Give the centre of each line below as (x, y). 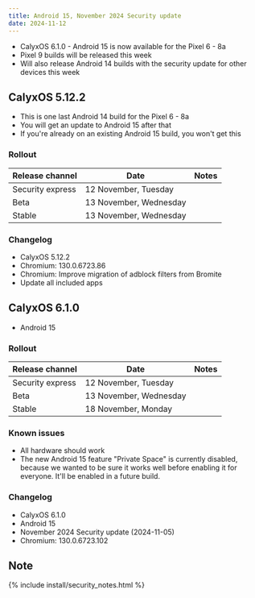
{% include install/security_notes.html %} (76, 585)
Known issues (37, 433)
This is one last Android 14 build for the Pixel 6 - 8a (105, 117)
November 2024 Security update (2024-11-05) (97, 532)
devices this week (50, 72)
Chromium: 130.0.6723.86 (63, 265)
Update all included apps (61, 282)
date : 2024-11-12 (37, 23)
